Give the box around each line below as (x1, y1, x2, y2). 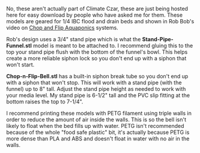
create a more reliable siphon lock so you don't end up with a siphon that (6, 55, 187, 62)
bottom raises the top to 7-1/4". (6, 98, 83, 105)
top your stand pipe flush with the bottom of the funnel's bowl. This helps (6, 48, 188, 56)
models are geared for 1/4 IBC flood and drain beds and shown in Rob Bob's (6, 18, 195, 25)
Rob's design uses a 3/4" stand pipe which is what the (6, 36, 141, 42)
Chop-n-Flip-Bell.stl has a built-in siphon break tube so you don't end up (6, 73, 189, 79)
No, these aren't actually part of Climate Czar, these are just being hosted (6, 5, 188, 12)
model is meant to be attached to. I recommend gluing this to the (32, 42, 193, 49)
